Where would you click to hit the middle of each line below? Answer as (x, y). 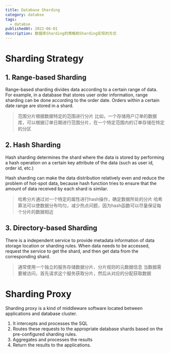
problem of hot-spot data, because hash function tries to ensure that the (81, 183)
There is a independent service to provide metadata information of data (80, 240)
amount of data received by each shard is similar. (57, 189)
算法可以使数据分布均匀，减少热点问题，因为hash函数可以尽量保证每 (89, 205)
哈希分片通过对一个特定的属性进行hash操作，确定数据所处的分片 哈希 (90, 199)
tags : (11, 19)
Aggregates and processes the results (53, 339)
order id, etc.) (20, 168)
